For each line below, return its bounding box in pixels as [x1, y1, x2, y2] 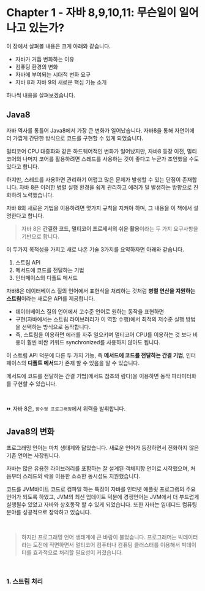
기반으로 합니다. [21, 233, 59, 240]
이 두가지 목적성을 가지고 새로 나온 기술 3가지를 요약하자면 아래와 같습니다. [6, 245, 185, 253]
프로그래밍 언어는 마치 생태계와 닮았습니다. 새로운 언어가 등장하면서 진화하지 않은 [6, 444, 199, 451]
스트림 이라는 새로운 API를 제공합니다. [6, 295, 95, 302]
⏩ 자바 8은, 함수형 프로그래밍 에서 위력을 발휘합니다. [6, 404, 126, 412]
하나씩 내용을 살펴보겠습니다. [6, 91, 75, 99]
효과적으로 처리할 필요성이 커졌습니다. [32, 549, 124, 556]
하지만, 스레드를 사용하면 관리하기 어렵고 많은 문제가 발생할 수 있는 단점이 [6, 176, 181, 183]
